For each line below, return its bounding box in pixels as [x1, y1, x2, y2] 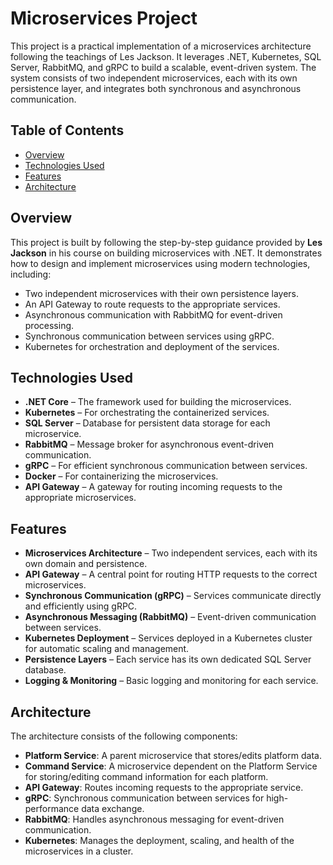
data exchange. [81, 803, 145, 814]
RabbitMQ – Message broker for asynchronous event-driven [24, 438, 275, 451]
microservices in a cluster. [24, 845, 134, 857]
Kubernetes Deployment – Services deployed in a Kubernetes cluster [24, 632, 313, 644]
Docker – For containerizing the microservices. [24, 470, 219, 482]
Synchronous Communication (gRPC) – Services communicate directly [24, 590, 322, 602]
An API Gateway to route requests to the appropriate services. [24, 298, 281, 310]
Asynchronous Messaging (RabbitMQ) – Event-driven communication [24, 611, 317, 623]
